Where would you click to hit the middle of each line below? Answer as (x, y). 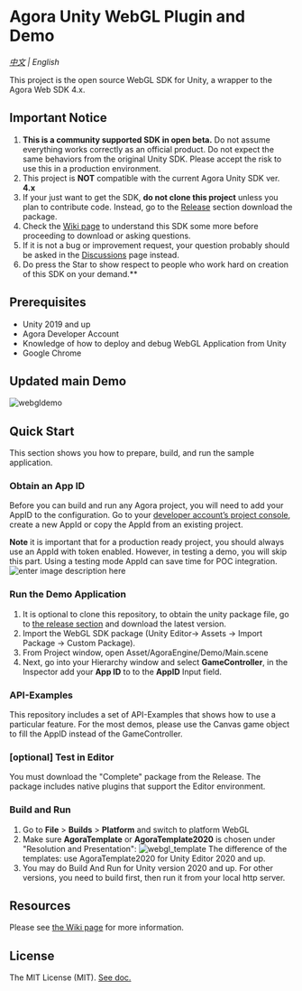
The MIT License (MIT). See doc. (70, 977)
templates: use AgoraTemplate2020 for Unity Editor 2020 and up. (144, 858)
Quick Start (42, 431)
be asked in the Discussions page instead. (101, 255)
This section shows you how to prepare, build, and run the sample (132, 453)
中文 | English (35, 61)
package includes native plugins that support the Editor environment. (137, 786)
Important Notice (58, 118)
